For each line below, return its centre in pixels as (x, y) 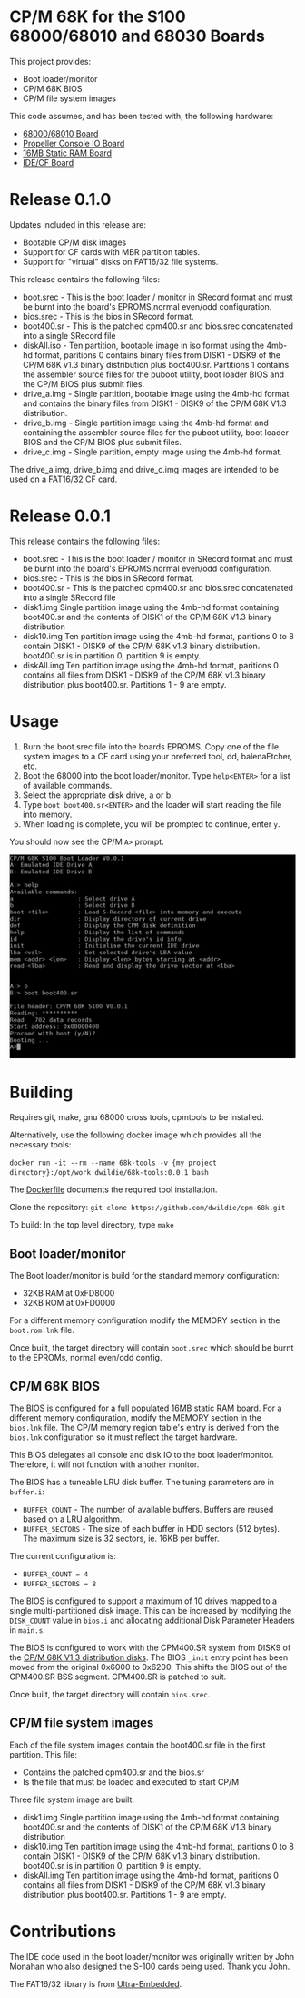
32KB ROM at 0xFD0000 (69, 1303)
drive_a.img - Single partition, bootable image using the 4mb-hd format (156, 393)
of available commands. (67, 785)
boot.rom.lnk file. (42, 1330)
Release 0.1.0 (60, 200)
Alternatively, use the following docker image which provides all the (136, 1135)
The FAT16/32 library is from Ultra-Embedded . (96, 1983)
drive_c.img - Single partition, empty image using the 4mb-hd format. (152, 452)
